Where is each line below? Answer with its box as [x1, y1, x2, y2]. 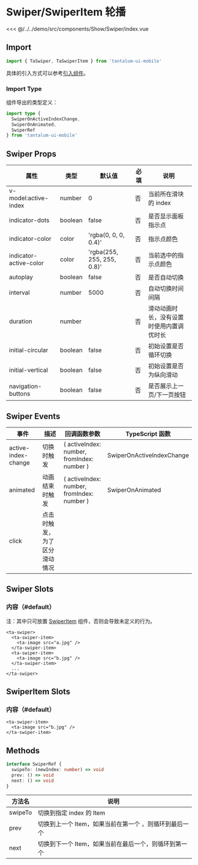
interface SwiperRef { [6, 761, 62, 768]
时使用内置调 [148, 322, 184, 331]
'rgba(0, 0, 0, [88, 231, 125, 239]
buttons [9, 390, 31, 398]
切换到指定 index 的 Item [37, 809, 105, 817]
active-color [9, 259, 44, 267]
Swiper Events [6, 411, 61, 421]
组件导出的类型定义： [6, 99, 58, 106]
